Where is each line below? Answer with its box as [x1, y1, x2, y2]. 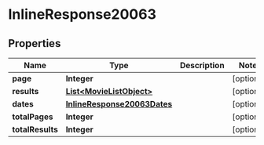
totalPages [12, 111, 53, 122]
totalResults [12, 124, 59, 135]
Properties [8, 37, 61, 50]
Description [179, 60, 225, 71]
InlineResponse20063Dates [65, 99, 173, 109]
